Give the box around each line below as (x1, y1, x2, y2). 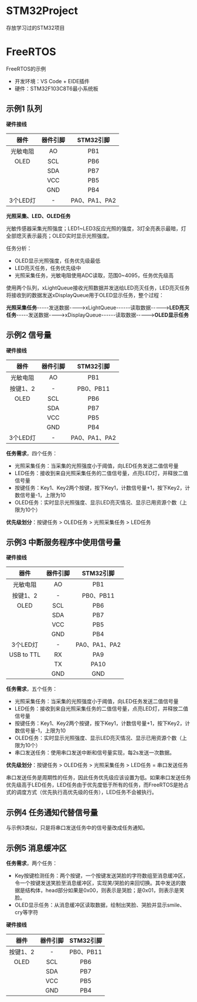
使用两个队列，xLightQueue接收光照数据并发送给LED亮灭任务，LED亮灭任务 (6, 284, 190, 291)
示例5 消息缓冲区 (6, 843, 67, 853)
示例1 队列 (6, 104, 43, 114)
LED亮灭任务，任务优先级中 (14, 264, 81, 271)
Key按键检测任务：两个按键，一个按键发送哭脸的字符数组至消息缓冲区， (14, 872, 189, 879)
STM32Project (6, 4, 78, 18)
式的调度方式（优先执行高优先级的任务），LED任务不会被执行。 (6, 789, 157, 796)
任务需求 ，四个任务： (6, 449, 57, 456)
